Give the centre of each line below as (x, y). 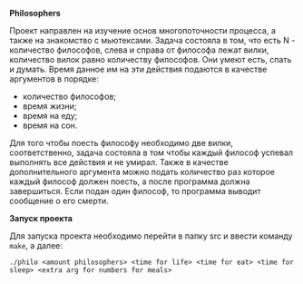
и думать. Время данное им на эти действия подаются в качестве (138, 69)
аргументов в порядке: (54, 79)
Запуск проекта (41, 218)
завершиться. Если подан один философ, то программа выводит (135, 191)
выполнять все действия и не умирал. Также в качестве (119, 162)
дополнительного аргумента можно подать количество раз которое (142, 172)
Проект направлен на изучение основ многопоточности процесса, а (143, 30)
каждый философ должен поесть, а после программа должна (130, 181)
